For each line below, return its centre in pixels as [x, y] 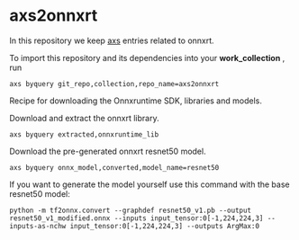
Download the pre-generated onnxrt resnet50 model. [108, 151]
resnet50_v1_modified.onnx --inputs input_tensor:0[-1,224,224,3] [136, 218]
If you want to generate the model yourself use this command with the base [149, 184]
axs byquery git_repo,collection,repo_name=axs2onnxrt [114, 84]
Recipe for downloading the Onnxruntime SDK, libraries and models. [136, 101]
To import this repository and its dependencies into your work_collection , [147, 58]
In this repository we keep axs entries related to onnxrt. [112, 40]
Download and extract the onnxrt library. [84, 118]
